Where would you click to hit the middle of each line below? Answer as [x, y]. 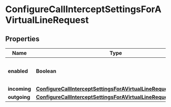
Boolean [46, 71]
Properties [22, 39]
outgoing [19, 97]
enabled [18, 71]
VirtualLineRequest [47, 20]
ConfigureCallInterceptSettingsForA [83, 9]
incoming [20, 89]
